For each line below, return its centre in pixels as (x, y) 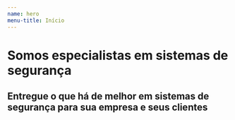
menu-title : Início (36, 20)
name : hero (23, 14)
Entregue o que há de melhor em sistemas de (108, 96)
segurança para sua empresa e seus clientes (108, 108)
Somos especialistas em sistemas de (118, 55)
